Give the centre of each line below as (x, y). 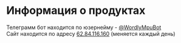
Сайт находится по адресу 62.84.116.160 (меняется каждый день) (91, 33)
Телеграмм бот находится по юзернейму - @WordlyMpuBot (84, 27)
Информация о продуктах (76, 11)
